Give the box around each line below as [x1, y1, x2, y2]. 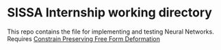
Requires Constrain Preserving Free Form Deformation [7, 34, 161, 42]
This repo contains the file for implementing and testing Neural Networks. [7, 27, 214, 36]
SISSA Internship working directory [7, 5, 212, 21]
